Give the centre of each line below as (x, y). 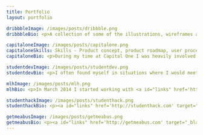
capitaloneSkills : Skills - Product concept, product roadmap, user (94, 51)
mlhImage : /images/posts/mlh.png (48, 84)
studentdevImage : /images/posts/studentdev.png (67, 67)
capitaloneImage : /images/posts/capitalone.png (67, 45)
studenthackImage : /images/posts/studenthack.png (70, 100)
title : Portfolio (28, 12)
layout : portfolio (29, 18)
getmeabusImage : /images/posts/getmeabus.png (64, 117)
